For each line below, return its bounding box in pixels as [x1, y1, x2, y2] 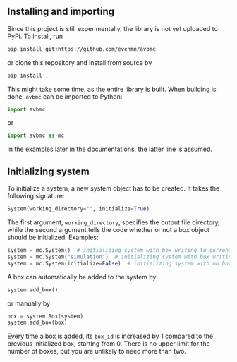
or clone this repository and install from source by [7, 58, 152, 66]
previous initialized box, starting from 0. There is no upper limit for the [7, 339, 210, 348]
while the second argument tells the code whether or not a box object [7, 226, 210, 234]
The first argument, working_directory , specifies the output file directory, [7, 218, 220, 227]
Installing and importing [7, 6, 115, 18]
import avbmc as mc [7, 132, 65, 140]
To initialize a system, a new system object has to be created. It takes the [7, 184, 220, 193]
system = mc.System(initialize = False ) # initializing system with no [7, 260, 219, 267]
